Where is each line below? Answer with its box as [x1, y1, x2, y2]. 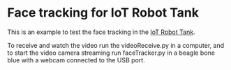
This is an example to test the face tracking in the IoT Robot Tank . [7, 28, 195, 36]
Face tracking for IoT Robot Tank [7, 5, 200, 21]
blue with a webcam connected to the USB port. [7, 55, 145, 64]
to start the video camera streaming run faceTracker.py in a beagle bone [7, 49, 215, 57]
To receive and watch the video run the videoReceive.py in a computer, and [7, 41, 225, 49]
